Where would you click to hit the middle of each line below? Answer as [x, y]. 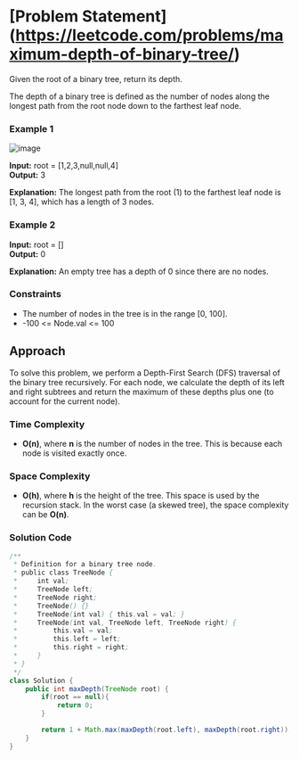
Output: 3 [28, 175]
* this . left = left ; [67, 639]
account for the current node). [65, 401]
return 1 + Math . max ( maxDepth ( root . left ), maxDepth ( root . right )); [167, 730]
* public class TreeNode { [63, 573]
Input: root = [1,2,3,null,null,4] [64, 166]
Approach [37, 351]
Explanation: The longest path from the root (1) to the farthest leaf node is [145, 193]
